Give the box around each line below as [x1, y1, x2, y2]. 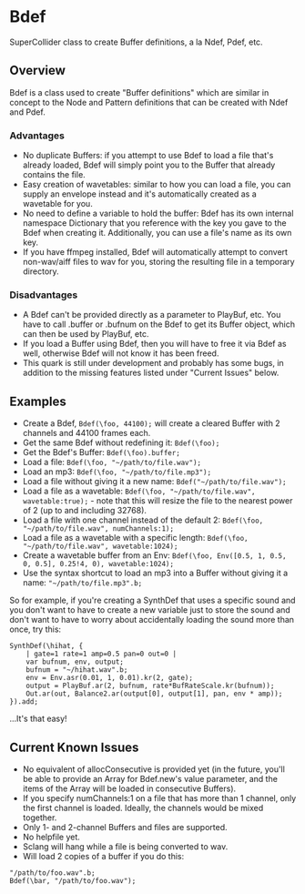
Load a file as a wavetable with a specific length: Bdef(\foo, [22, 533, 249, 544]
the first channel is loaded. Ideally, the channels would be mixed [22, 802, 264, 813]
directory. [22, 266, 59, 277]
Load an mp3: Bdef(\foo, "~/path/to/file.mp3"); [22, 466, 212, 477]
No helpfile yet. [22, 831, 80, 842]
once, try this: [9, 624, 62, 635]
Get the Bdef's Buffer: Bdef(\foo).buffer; [22, 447, 180, 458]
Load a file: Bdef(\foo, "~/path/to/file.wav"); [22, 457, 202, 468]
